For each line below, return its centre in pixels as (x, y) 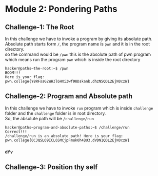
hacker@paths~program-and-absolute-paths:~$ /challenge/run (68, 127)
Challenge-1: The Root (39, 27)
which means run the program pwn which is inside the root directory (73, 59)
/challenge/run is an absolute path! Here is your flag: (64, 136)
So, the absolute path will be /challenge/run (49, 118)
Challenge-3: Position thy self (51, 167)
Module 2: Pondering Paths (61, 9)
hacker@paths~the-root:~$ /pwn (37, 68)
